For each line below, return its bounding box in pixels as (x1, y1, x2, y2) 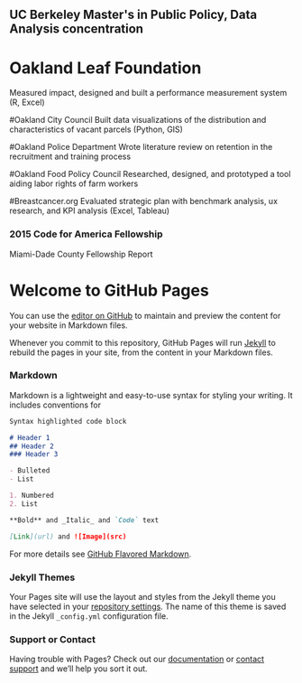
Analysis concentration (9, 22, 144, 37)
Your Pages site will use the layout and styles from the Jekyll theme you (9, 591, 277, 602)
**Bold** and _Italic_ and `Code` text (9, 515, 160, 525)
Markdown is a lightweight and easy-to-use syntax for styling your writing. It (9, 389, 293, 400)
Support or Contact (9, 632, 96, 645)
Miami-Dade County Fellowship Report (9, 248, 153, 259)
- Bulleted (9, 466, 50, 475)
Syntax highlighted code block (9, 416, 127, 426)
